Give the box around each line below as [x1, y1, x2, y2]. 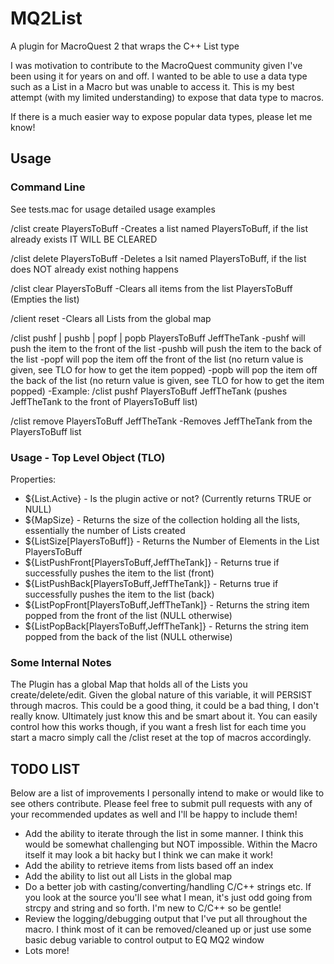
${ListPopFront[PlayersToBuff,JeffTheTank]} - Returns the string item [24, 598, 310, 611]
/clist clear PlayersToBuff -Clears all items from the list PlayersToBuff [10, 282, 293, 294]
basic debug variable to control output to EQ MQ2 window [24, 934, 265, 946]
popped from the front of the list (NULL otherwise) [24, 609, 233, 621]
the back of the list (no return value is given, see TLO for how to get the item [10, 374, 325, 386]
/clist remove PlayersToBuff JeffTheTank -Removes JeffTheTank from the [10, 415, 313, 427]
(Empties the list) [10, 293, 80, 305]
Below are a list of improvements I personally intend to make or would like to [10, 787, 325, 799]
